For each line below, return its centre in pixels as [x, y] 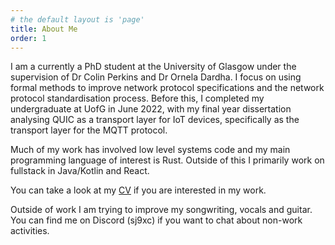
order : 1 [28, 38]
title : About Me [44, 29]
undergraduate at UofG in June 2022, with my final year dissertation [151, 109]
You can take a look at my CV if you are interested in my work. [138, 190]
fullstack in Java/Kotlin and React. [80, 171]
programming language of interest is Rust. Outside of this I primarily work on [167, 160]
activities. [30, 231]
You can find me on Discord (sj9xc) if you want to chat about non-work [156, 220]
